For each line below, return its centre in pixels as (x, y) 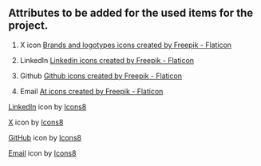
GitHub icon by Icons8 (45, 137)
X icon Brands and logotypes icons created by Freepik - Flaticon (126, 45)
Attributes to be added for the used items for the (131, 13)
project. (28, 26)
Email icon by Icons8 (42, 153)
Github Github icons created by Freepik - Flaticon (101, 76)
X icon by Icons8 (36, 122)
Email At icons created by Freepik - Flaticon (91, 91)
